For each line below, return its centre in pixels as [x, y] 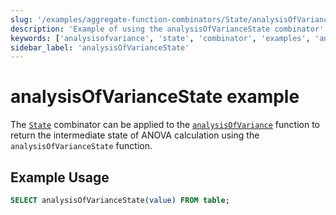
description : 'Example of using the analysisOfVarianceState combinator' [167, 29]
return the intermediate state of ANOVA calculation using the [135, 135]
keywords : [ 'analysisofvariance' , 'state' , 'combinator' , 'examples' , [160, 38]
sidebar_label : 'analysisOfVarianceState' [100, 47]
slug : [21, 19]
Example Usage [60, 177]
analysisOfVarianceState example [155, 97]
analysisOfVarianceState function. [81, 146]
